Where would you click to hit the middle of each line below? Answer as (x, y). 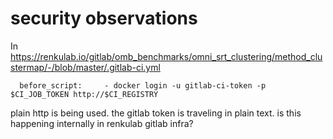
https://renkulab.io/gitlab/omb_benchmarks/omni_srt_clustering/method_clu (166, 56)
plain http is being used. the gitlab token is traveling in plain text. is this (156, 113)
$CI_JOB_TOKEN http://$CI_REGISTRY (84, 94)
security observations (104, 18)
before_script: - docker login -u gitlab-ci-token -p (143, 85)
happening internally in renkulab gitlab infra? (102, 123)
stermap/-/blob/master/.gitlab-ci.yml (85, 67)
